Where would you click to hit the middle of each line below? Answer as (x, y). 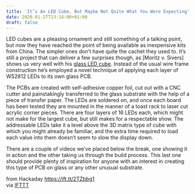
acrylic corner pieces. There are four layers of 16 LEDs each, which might (95, 113)
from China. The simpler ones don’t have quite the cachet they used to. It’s (96, 52)
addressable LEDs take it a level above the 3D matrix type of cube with (91, 125)
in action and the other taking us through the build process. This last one (94, 155)
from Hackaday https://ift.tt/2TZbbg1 (50, 179)
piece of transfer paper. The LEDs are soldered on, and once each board (94, 100)
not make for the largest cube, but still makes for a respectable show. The (95, 119)
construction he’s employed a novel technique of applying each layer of (92, 70)
